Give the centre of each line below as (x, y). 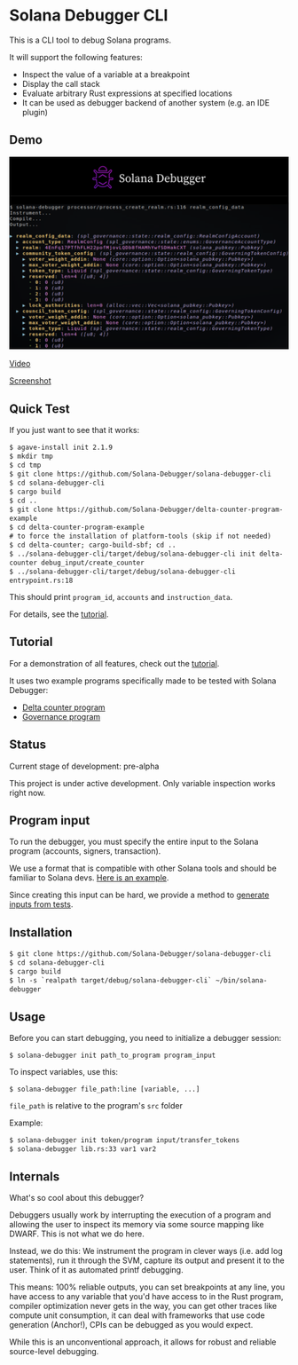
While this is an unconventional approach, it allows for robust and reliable (143, 1342)
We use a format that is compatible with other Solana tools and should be (143, 868)
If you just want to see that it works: (74, 430)
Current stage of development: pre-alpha (84, 766)
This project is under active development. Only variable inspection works (142, 783)
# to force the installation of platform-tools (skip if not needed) (141, 537)
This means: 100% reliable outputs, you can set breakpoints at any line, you (147, 1287)
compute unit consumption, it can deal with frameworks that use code (137, 1315)
